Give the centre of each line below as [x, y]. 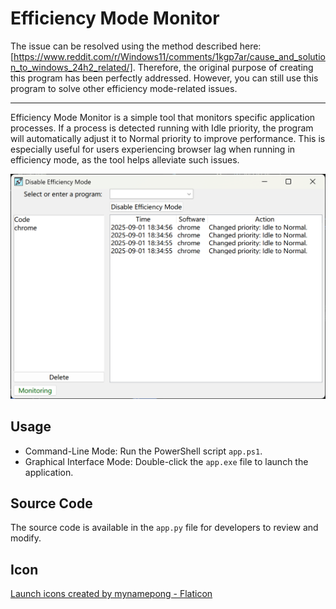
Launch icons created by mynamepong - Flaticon [111, 594]
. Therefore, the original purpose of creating [223, 67]
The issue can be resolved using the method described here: [136, 46]
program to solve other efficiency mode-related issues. [124, 88]
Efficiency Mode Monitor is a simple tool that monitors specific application [163, 117]
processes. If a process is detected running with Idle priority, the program [162, 128]
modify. [26, 538]
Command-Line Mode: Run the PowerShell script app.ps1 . [143, 451]
